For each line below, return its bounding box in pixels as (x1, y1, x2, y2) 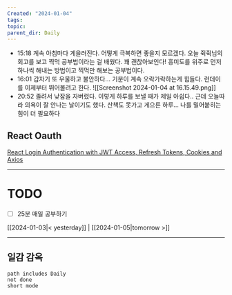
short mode (7, 282, 39, 289)
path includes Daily (7, 270, 67, 277)
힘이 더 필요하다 (17, 110, 60, 118)
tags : (7, 17, 23, 23)
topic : (7, 23, 26, 30)
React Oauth (7, 130, 62, 141)
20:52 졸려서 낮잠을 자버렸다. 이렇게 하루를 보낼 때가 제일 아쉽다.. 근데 (17, 92, 207, 101)
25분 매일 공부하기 (17, 210, 68, 218)
